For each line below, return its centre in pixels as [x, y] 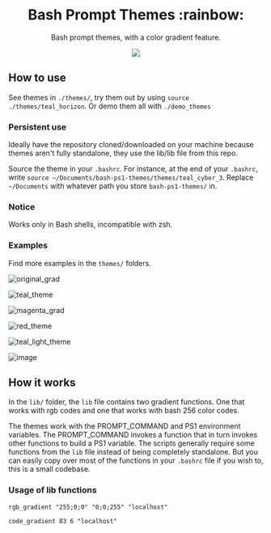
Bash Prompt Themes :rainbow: [136, 15]
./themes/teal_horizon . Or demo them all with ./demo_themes [110, 106]
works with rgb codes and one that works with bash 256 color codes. [124, 411]
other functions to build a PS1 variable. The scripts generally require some [131, 443]
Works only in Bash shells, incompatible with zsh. [91, 225]
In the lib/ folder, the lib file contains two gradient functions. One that [127, 402]
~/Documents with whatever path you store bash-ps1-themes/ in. [113, 186]
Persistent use [38, 127]
